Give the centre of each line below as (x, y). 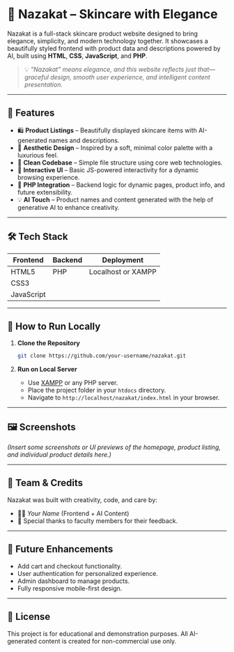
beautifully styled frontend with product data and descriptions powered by (114, 48)
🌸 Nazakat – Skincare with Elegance (112, 14)
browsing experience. (48, 177)
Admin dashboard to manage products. (73, 581)
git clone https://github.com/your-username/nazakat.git (102, 356)
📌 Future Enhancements (60, 549)
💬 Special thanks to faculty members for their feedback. (97, 521)
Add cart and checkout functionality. (70, 566)
